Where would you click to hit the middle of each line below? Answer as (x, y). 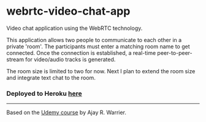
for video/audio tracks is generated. (71, 59)
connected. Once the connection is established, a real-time (81, 52)
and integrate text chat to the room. (51, 77)
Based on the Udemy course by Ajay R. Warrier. (67, 113)
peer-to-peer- (175, 52)
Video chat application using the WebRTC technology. (74, 28)
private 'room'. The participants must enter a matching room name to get (98, 46)
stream (15, 59)
